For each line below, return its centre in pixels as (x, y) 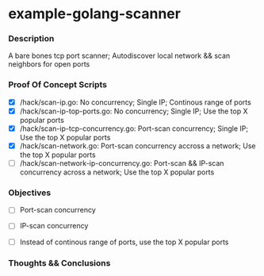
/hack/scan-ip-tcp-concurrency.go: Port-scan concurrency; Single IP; (134, 128)
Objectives (30, 193)
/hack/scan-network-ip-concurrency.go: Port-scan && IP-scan (122, 163)
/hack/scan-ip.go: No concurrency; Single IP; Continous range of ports (135, 102)
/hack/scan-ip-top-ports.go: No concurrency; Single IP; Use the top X (134, 111)
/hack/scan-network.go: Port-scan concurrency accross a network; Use (138, 146)
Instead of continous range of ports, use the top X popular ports (124, 242)
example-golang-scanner (94, 14)
